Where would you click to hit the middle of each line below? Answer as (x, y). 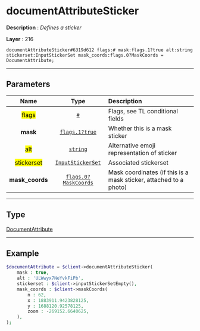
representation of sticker (143, 153)
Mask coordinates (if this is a (148, 172)
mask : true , (33, 273)
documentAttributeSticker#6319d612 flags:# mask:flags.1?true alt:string (100, 50)
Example (23, 253)
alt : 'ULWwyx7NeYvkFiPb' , (50, 279)
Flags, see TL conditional (143, 111)
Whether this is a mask (140, 128)
